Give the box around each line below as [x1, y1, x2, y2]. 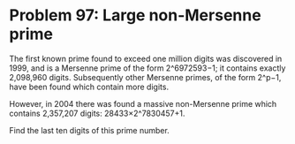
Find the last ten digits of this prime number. [9, 125, 170, 135]
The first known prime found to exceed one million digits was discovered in [9, 53, 283, 64]
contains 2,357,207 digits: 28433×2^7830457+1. [9, 108, 185, 118]
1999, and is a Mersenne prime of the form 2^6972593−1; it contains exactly [9, 63, 286, 73]
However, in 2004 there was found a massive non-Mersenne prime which [9, 98, 277, 109]
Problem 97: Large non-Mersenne [9, 5, 262, 26]
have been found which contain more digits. [9, 81, 170, 92]
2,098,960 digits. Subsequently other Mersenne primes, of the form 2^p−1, [9, 72, 282, 82]
